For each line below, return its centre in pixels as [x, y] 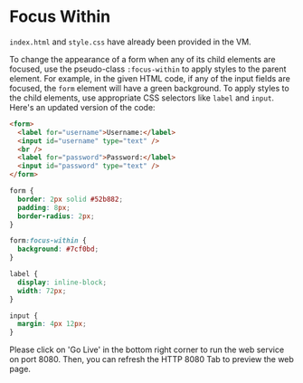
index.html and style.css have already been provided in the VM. [130, 42]
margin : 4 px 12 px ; [52, 324]
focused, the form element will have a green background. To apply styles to [149, 88]
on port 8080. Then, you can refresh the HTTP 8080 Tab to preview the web [151, 359]
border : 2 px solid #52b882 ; [71, 199]
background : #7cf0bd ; [58, 249]
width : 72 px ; [42, 291]
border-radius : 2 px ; [56, 216]
